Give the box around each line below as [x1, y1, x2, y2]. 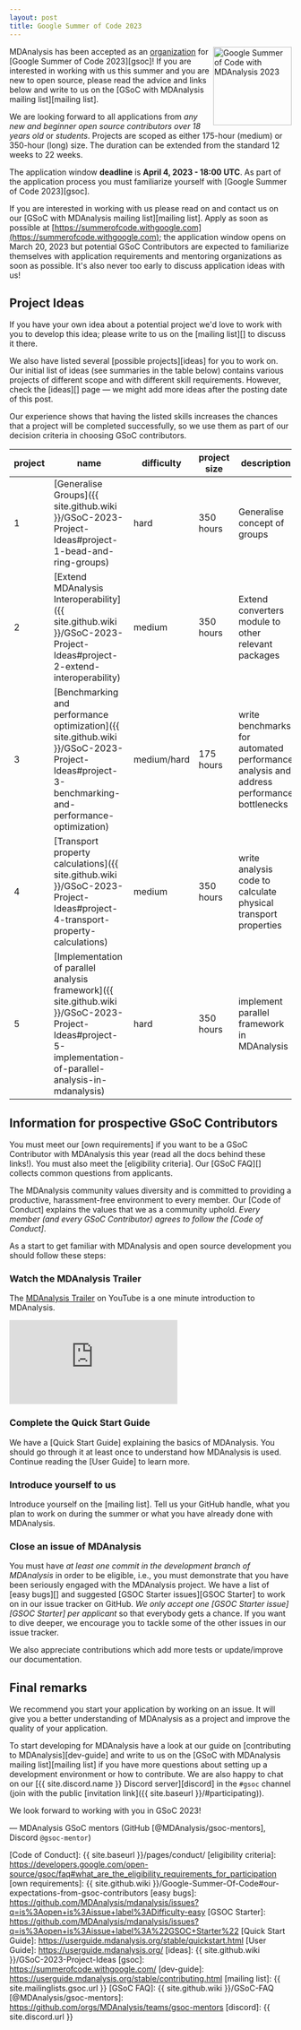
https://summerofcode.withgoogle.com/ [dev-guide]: [9, 1964, 204, 1974]
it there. [9, 338, 39, 350]
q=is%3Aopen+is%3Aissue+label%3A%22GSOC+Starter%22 [9, 1926, 239, 1937]
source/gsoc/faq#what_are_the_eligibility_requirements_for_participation [9, 1869, 278, 1879]
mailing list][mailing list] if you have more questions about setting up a [9, 1759, 268, 1770]
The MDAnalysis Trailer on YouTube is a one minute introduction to [9, 1292, 255, 1304]
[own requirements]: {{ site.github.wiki [9, 1879, 150, 1889]
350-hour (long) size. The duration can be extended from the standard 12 [9, 140, 280, 151]
